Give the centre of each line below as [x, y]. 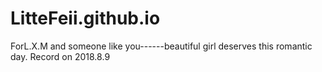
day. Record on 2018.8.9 [60, 56]
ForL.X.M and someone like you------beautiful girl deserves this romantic [161, 46]
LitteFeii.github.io [85, 18]
